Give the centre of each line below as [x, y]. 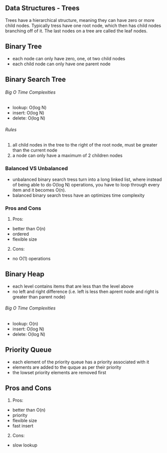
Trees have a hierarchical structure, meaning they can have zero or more [80, 20]
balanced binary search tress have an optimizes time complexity [79, 195]
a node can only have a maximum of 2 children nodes [68, 155]
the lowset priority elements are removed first [59, 372]
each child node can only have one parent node [61, 64]
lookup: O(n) [25, 324]
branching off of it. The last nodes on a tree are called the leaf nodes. [77, 31]
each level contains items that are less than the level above [73, 286]
